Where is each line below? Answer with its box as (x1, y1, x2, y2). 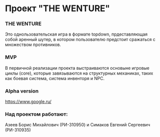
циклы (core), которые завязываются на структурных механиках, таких (5, 70, 154, 76)
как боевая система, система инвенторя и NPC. (5, 75, 105, 81)
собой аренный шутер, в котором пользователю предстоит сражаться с (5, 37, 156, 42)
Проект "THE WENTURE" (5, 3, 110, 14)
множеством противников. (5, 42, 62, 48)
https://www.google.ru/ (5, 98, 52, 105)
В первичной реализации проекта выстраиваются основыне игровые (5, 65, 150, 71)
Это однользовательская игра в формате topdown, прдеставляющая (5, 31, 148, 37)
